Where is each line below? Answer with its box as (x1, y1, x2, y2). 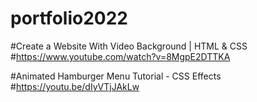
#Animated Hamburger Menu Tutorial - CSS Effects (10, 70, 222, 82)
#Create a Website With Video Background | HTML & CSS (10, 40, 248, 52)
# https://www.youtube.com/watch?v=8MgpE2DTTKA (10, 50, 231, 62)
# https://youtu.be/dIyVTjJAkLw (10, 80, 140, 92)
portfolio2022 (10, 7, 128, 30)
